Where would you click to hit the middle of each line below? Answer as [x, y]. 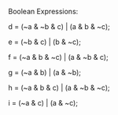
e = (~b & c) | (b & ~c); [44, 42]
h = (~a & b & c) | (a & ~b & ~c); [59, 87]
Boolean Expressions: [43, 11]
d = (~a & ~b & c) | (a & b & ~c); [59, 26]
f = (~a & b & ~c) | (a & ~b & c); [58, 57]
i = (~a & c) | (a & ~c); [43, 103]
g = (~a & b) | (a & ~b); [44, 72]
